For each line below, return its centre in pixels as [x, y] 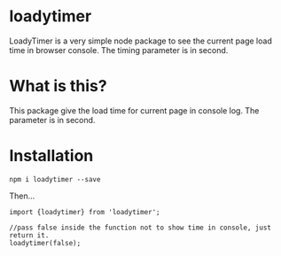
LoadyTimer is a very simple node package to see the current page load [140, 41]
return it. [29, 235]
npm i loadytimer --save [55, 179]
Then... [22, 196]
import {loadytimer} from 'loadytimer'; [85, 212]
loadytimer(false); [45, 243]
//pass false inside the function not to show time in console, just [140, 228]
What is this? [59, 86]
